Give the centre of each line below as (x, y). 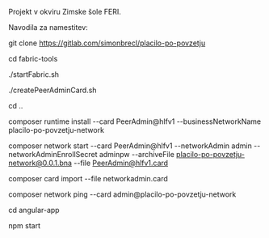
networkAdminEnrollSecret (53, 154)
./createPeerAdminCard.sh (53, 90)
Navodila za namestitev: (48, 27)
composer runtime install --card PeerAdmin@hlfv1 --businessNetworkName (135, 121)
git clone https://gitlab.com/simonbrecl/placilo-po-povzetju (107, 43)
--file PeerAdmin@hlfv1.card (121, 163)
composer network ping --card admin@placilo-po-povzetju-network (122, 194)
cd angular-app (34, 210)
